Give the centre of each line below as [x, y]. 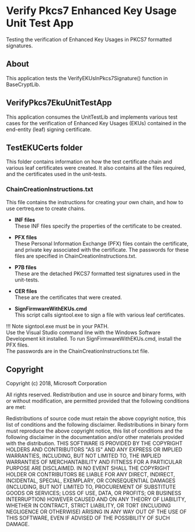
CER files [26, 291]
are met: [16, 407]
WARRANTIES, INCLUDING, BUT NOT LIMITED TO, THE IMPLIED [84, 456]
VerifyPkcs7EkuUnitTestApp [59, 103]
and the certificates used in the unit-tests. [56, 174]
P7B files [25, 267]
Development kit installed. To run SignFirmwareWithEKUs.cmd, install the [94, 338]
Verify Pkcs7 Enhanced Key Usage [91, 11]
